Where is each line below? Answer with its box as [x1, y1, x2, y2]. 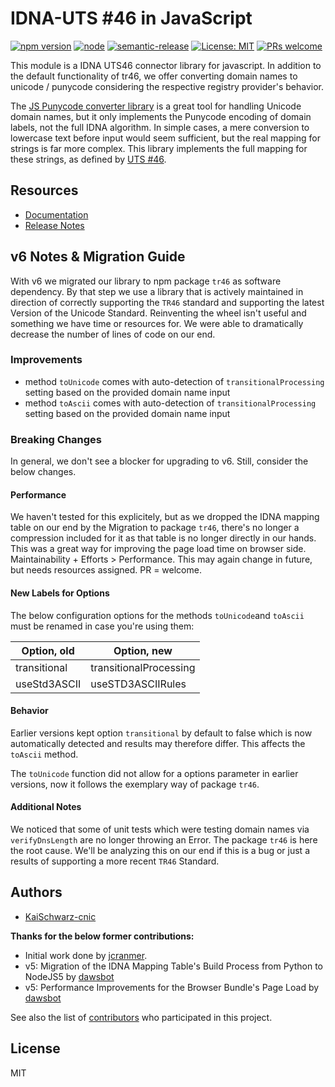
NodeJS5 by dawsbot [24, 970, 115, 982]
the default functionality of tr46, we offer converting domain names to [10, 70, 298, 82]
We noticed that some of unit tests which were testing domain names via [10, 823, 310, 835]
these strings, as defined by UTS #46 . [10, 153, 167, 165]
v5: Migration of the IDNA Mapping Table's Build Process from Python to [24, 960, 324, 972]
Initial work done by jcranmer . [24, 949, 148, 961]
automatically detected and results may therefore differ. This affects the [10, 737, 306, 749]
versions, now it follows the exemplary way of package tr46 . [10, 778, 260, 790]
